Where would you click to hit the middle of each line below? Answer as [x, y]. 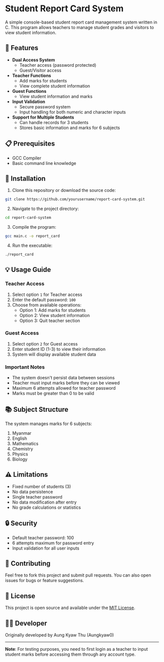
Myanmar [22, 433]
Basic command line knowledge [44, 163]
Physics [20, 454]
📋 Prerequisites [30, 144]
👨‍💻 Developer [26, 623]
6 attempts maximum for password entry [53, 543]
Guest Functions [29, 91]
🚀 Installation [25, 178]
